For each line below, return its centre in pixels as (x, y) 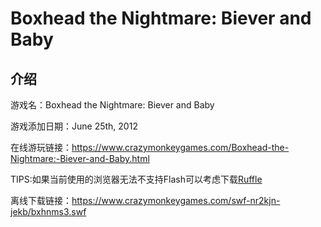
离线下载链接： (41, 200)
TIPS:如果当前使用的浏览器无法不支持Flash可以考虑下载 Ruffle (136, 179)
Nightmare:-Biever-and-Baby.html (80, 158)
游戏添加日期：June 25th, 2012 (74, 126)
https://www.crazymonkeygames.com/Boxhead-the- (180, 147)
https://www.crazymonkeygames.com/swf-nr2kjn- (176, 200)
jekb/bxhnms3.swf (48, 211)
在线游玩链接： (41, 147)
